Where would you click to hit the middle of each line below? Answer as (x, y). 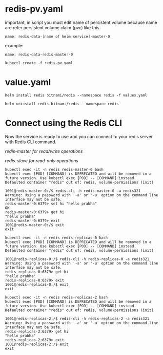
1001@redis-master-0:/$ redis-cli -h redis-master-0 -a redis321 (73, 191)
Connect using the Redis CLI (63, 123)
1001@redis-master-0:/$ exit (35, 225)
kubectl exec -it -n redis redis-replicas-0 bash (57, 238)
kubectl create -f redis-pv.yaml (39, 63)
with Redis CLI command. (31, 142)
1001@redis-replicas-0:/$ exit (37, 284)
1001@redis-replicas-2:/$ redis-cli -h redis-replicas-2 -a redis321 (77, 318)
